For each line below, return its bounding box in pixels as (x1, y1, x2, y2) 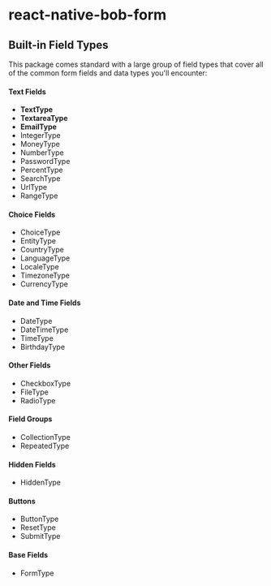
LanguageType (19, 253, 71, 263)
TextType (19, 105, 54, 114)
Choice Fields (8, 209, 56, 219)
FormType (19, 568, 54, 578)
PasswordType (19, 157, 71, 166)
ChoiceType (19, 227, 61, 237)
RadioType (19, 395, 56, 405)
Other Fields (8, 360, 51, 370)
